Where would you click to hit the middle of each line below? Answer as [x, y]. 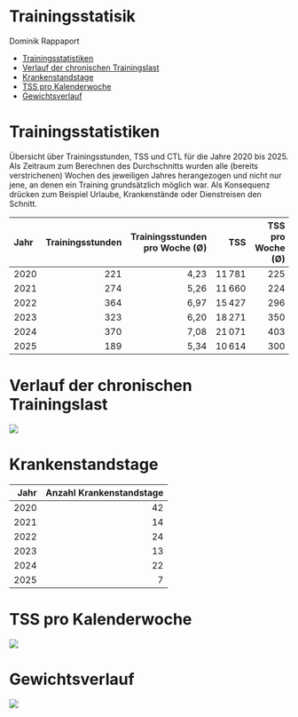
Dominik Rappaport [44, 41]
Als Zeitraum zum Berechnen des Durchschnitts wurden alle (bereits [134, 165]
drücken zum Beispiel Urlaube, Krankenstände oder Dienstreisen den [135, 194]
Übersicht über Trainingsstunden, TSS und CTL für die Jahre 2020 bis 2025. [149, 156]
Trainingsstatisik [72, 16]
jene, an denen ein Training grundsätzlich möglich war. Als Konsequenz [140, 185]
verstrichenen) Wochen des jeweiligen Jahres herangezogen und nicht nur [145, 175]
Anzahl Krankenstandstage [105, 492]
